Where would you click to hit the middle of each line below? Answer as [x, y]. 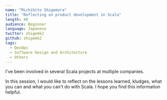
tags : [11, 43]
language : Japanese [26, 29]
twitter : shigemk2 [25, 34]
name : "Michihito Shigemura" [36, 10]
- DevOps [19, 48]
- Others [19, 57]
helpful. [13, 92]
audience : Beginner [26, 24]
